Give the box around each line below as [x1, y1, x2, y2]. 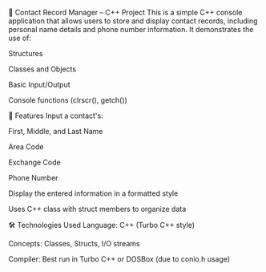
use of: [8, 33, 32, 43]
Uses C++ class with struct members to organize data [8, 205, 187, 213]
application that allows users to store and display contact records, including [8, 16, 258, 26]
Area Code [8, 142, 44, 152]
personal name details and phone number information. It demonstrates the [8, 25, 254, 34]
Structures [8, 49, 43, 58]
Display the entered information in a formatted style [8, 189, 179, 198]
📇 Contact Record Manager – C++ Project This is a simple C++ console [8, 8, 243, 17]
